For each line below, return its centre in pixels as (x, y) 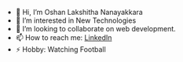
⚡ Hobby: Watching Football (60, 49)
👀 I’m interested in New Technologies (76, 20)
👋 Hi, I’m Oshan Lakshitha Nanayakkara (79, 12)
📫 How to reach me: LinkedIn (64, 38)
